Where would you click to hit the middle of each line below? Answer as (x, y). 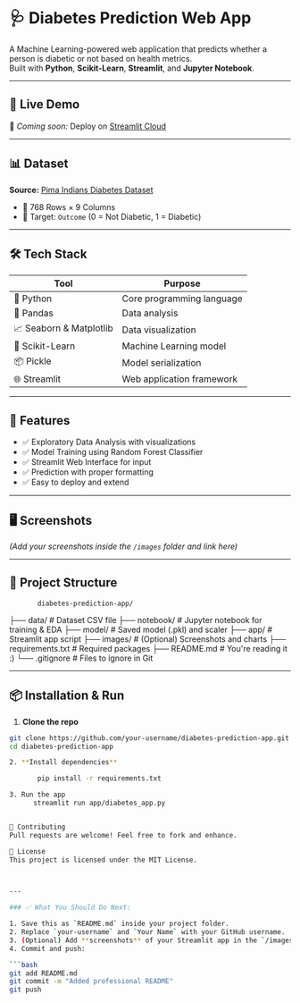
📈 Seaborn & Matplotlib (63, 328)
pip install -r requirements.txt (100, 779)
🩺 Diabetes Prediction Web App (130, 18)
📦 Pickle (33, 361)
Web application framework (180, 379)
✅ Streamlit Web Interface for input (87, 462)
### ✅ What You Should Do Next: (70, 908)
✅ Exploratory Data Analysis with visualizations (109, 442)
